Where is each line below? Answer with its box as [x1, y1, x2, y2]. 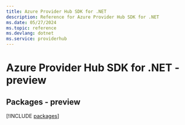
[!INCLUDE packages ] [6, 113, 60, 119]
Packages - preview [6, 97, 81, 107]
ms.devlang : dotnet [6, 31, 54, 36]
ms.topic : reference [6, 25, 57, 31]
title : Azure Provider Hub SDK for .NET [6, 8, 107, 15]
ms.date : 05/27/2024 [6, 19, 57, 25]
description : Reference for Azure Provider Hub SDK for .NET [6, 14, 160, 20]
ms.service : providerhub [6, 36, 67, 42]
